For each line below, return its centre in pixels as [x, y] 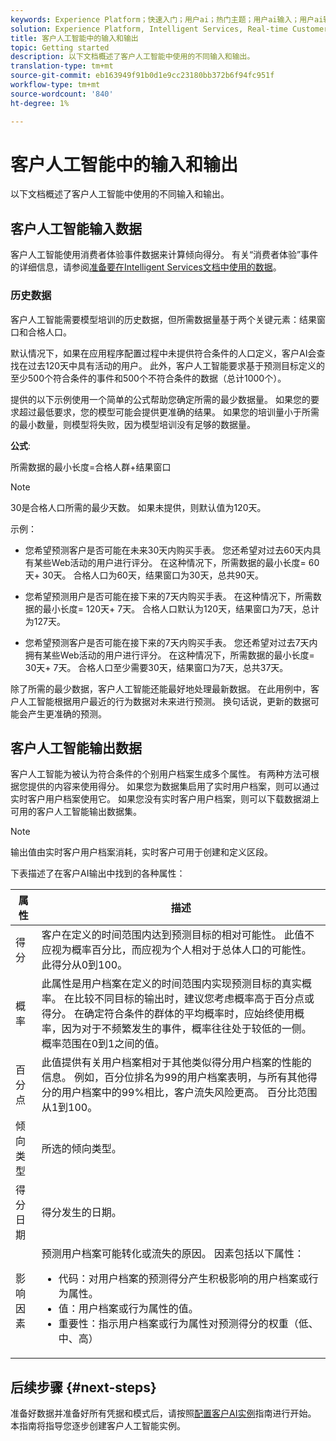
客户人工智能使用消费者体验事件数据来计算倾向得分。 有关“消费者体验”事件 [164, 255]
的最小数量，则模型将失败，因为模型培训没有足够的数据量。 [133, 424]
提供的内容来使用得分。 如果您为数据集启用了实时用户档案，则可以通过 [173, 787]
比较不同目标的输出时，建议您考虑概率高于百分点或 [194, 999]
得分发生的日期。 [81, 1213]
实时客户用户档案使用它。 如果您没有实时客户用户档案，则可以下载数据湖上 [165, 799]
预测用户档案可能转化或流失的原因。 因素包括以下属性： [173, 1254]
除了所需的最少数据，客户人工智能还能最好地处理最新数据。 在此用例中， [160, 688]
